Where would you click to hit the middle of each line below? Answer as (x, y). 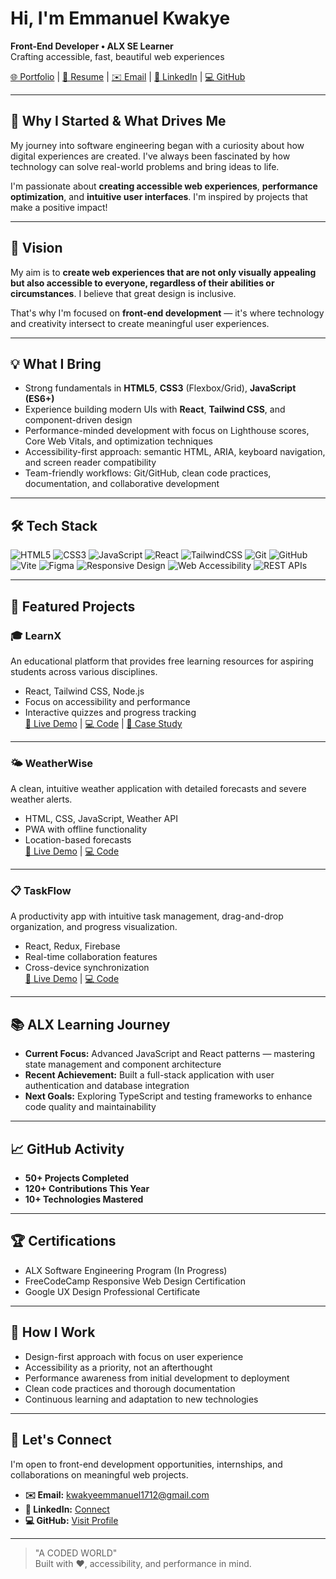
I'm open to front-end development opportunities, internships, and (146, 1464)
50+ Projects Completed (77, 1178)
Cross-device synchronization (87, 968)
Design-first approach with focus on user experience (134, 1356)
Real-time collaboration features (91, 957)
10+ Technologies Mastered (84, 1199)
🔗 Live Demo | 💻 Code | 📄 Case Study (103, 723)
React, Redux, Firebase (72, 946)
